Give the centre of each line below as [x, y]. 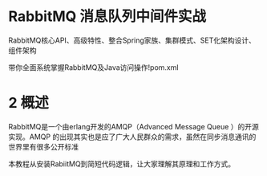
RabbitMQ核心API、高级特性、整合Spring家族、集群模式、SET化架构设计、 [132, 40]
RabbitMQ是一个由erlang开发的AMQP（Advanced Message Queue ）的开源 [133, 126]
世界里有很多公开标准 [43, 146]
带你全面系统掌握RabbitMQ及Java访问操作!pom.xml [93, 67]
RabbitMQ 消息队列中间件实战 [107, 16]
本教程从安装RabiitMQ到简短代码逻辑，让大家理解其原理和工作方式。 [122, 164]
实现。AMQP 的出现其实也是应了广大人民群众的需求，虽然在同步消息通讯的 [132, 137]
